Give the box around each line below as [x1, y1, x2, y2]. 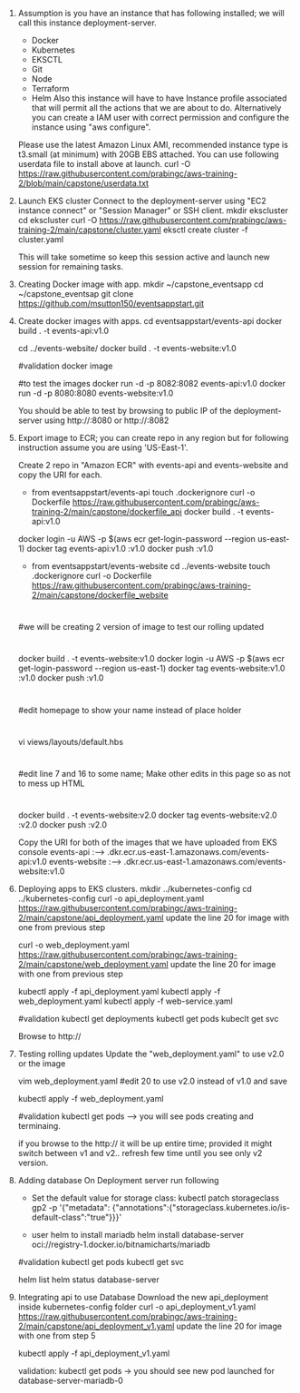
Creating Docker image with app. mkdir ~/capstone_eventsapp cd [17, 279, 265, 289]
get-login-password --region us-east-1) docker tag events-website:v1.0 [17, 662, 285, 674]
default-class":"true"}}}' [31, 1212, 122, 1223]
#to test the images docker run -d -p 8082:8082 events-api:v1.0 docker [17, 378, 286, 388]
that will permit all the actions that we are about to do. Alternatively [31, 103, 282, 113]
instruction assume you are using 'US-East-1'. [17, 442, 189, 453]
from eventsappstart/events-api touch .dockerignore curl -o [31, 487, 256, 497]
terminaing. [17, 1121, 61, 1132]
